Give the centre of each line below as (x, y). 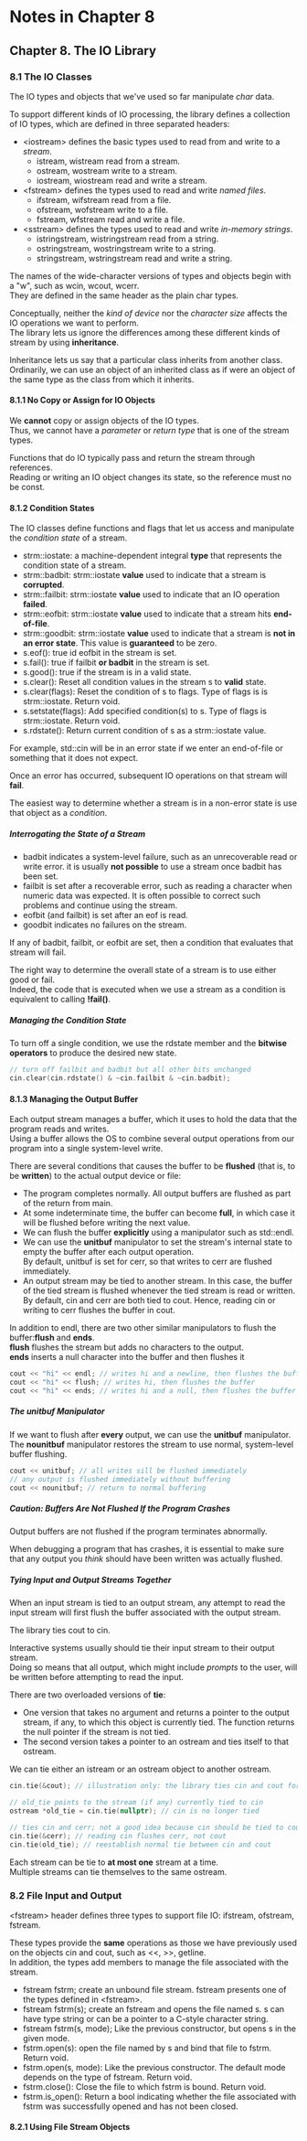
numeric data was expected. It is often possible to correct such (142, 896)
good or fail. (32, 980)
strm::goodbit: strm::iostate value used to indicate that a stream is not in (159, 634)
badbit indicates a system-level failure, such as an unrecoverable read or (160, 857)
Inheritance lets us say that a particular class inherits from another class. (146, 359)
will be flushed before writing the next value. (106, 1223)
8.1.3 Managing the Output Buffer (74, 1098)
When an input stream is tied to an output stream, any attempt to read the (148, 1603)
